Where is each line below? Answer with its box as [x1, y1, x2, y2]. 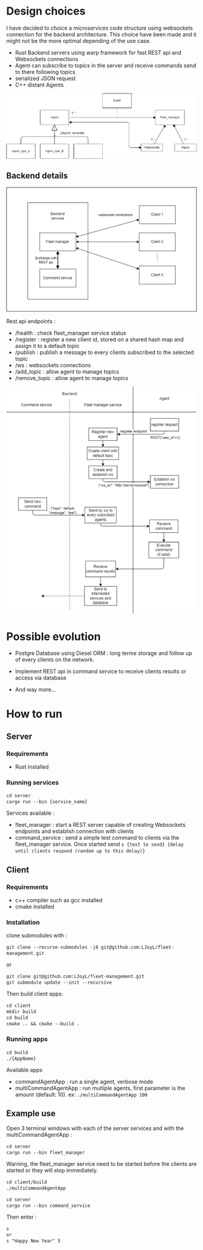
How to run [6, 707, 63, 721]
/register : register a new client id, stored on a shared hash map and [14, 336, 184, 343]
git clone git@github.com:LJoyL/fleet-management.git [6, 974, 145, 980]
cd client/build [6, 1179, 47, 1185]
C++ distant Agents [14, 81, 64, 89]
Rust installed [14, 763, 50, 770]
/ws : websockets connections [14, 362, 91, 369]
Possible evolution [6, 629, 101, 643]
